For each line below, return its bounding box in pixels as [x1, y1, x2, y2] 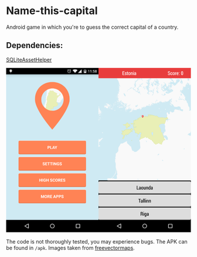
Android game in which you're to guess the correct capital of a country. [6, 23, 179, 31]
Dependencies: [6, 40, 63, 50]
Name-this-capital [6, 4, 98, 18]
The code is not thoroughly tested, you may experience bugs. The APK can [6, 238, 188, 245]
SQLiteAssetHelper [6, 56, 52, 63]
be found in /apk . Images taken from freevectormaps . [6, 244, 135, 251]
